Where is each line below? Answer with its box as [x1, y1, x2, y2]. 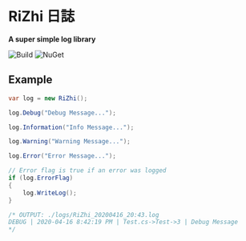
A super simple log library [8, 34, 96, 44]
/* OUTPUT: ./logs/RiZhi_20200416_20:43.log [8, 211, 159, 219]
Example [8, 73, 53, 86]
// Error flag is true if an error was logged [8, 167, 167, 175]
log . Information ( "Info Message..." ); [8, 123, 135, 131]
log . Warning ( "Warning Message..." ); [8, 138, 131, 146]
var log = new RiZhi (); [8, 94, 88, 102]
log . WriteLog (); [22, 189, 78, 197]
